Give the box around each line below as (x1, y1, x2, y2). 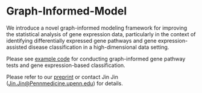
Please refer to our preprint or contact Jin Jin (6, 73, 119, 80)
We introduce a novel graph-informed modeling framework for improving (6, 24, 188, 31)
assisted (6, 43, 27, 51)
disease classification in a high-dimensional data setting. (28, 43, 169, 51)
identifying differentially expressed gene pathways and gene (6, 37, 157, 44)
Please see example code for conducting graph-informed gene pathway (6, 55, 186, 62)
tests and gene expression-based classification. (6, 62, 125, 69)
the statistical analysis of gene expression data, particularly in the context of (6, 30, 196, 37)
